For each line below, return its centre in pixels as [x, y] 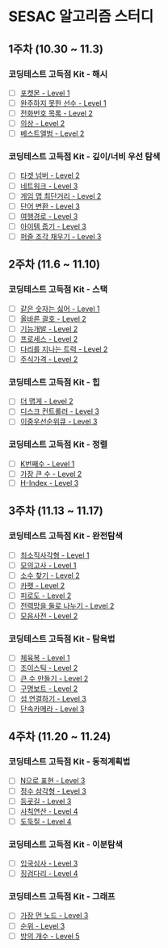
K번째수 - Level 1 [47, 463]
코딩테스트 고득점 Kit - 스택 [58, 289]
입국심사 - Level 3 [49, 864]
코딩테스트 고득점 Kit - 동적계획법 [69, 762]
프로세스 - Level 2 [49, 339]
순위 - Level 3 [42, 925]
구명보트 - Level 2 [49, 689]
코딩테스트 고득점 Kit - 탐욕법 [62, 639]
